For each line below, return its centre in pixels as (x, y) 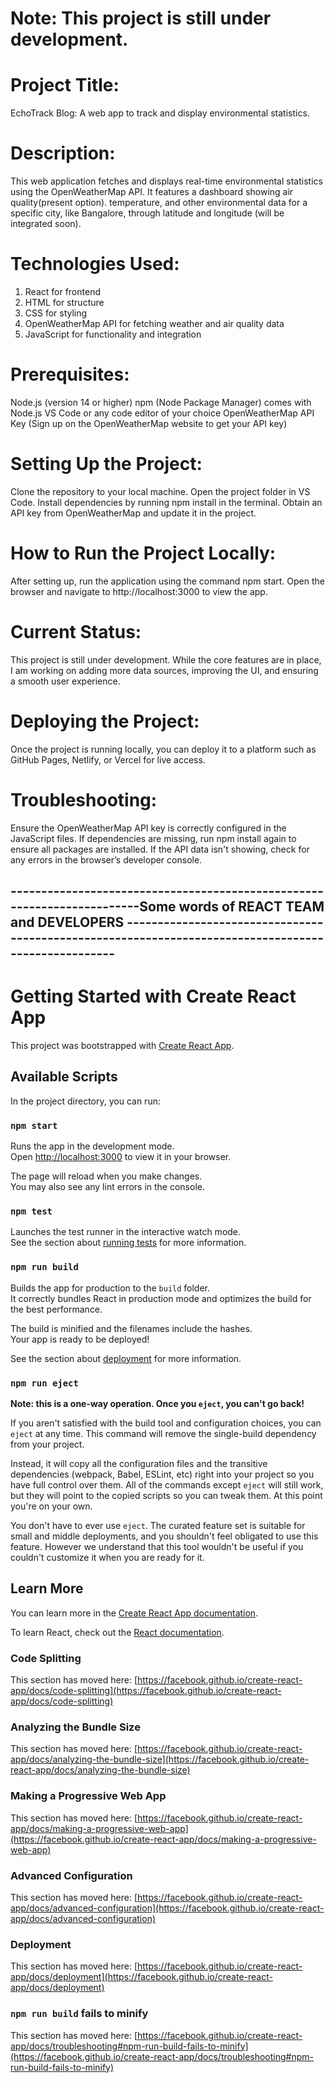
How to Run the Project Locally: (143, 553)
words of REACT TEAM (251, 907)
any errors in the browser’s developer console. (106, 859)
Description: (63, 153)
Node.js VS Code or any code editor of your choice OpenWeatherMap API (162, 413)
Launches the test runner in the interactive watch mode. (126, 1232)
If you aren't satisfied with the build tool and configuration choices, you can (166, 1423)
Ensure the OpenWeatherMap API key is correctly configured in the (148, 828)
